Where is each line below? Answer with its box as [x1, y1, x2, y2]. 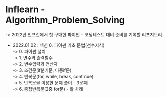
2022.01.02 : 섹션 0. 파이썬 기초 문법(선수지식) [12, 42, 105, 48]
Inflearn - [5, 4, 45, 15]
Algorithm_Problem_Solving [5, 14, 125, 26]
